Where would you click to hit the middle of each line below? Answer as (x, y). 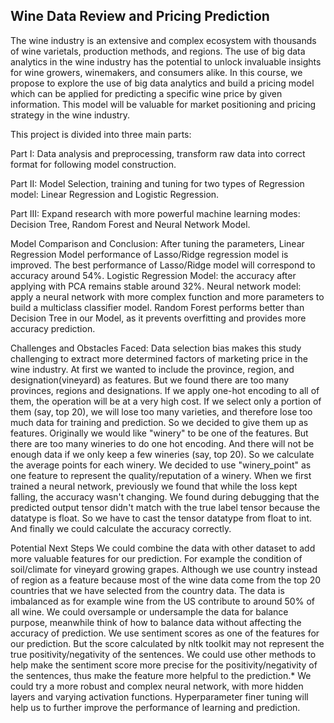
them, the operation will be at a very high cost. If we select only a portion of (166, 401)
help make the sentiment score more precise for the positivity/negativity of (164, 665)
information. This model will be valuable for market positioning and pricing (163, 104)
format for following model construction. (93, 164)
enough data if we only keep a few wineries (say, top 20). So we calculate (162, 454)
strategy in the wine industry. (70, 115)
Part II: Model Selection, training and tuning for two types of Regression (157, 183)
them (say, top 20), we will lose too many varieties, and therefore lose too (161, 411)
